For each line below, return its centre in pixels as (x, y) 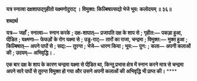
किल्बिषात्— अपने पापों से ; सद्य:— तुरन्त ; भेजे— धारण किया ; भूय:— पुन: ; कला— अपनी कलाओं (98, 46)
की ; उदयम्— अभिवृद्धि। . (30, 53)
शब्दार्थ (12, 21)
